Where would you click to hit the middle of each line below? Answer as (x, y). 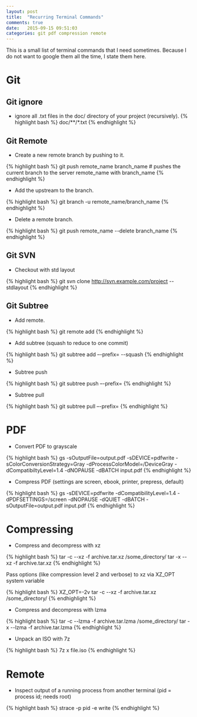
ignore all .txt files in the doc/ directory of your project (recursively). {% (101, 116)
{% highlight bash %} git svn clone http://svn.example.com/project (87, 281)
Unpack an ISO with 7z (42, 639)
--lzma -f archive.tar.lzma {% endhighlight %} (66, 628)
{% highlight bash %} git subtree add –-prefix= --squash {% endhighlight (95, 354)
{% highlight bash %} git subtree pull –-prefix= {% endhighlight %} (87, 406)
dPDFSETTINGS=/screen (36, 499)
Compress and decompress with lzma (61, 610)
